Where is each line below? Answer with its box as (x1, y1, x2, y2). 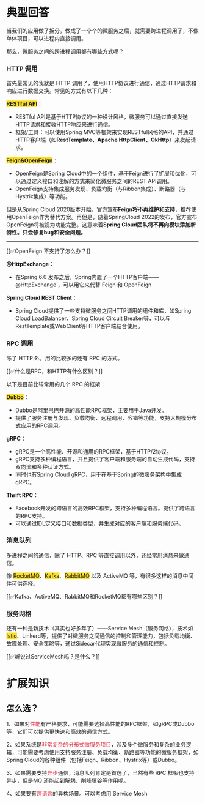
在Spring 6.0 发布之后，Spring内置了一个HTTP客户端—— (15, 274, 160, 281)
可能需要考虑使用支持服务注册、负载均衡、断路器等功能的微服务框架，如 (16, 749, 199, 756)
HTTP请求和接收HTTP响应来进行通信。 (15, 121, 114, 129)
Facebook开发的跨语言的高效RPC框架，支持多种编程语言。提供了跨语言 (15, 504, 195, 512)
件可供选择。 (6, 580, 38, 587)
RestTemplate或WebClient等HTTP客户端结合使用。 (15, 323, 143, 330)
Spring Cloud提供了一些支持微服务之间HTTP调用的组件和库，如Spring (15, 307, 192, 315)
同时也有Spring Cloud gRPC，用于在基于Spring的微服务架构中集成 (15, 471, 182, 478)
